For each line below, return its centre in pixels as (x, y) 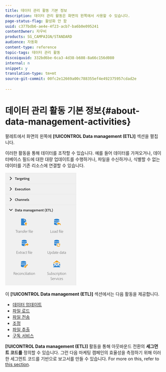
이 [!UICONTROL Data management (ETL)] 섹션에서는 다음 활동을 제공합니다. (83, 294)
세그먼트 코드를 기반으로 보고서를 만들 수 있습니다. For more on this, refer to (85, 359)
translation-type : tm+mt (31, 74)
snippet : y (16, 68)
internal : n (17, 63)
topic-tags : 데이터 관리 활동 (33, 52)
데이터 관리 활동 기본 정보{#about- (73, 111)
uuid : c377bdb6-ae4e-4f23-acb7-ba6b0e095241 (52, 26)
